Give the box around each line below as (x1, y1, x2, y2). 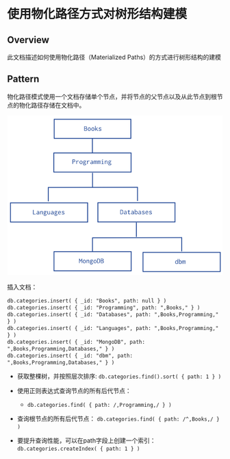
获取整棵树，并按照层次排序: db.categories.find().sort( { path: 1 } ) (16, 372, 222, 381)
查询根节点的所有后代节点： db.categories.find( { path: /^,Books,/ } (16, 414, 220, 423)
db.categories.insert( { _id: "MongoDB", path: (7, 339, 146, 346)
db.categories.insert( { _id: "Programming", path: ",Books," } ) (7, 305, 201, 311)
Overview (7, 34, 50, 45)
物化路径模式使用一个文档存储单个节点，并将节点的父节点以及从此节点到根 (7, 92, 217, 100)
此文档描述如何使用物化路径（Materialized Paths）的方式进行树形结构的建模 (7, 53, 221, 61)
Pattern (7, 73, 40, 85)
